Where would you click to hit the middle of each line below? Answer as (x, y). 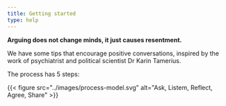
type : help (23, 20)
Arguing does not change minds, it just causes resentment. (95, 39)
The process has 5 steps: (43, 74)
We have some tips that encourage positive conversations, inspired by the (113, 53)
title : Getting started (42, 14)
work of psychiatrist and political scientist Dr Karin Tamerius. (94, 60)
